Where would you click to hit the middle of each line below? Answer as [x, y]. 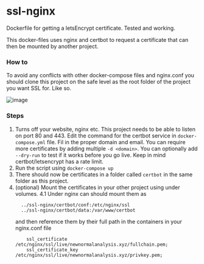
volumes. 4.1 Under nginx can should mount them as [81, 193]
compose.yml [30, 142]
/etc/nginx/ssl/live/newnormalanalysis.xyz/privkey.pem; [89, 255]
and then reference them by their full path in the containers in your [99, 221]
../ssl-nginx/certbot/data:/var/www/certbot [78, 210]
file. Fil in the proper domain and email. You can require [116, 142]
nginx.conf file [33, 228]
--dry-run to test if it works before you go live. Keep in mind [90, 155]
